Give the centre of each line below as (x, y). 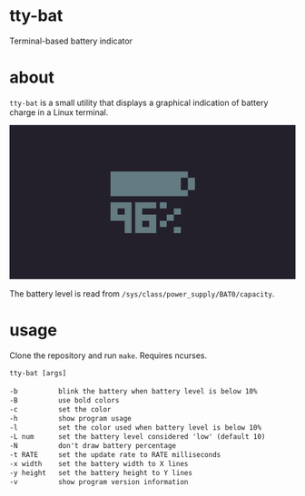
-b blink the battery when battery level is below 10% (133, 391)
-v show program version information (99, 481)
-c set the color (60, 409)
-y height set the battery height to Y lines (101, 472)
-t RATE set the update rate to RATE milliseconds (115, 454)
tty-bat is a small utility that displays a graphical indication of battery (139, 102)
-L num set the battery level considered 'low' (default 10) (138, 436)
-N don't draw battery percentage (93, 445)
